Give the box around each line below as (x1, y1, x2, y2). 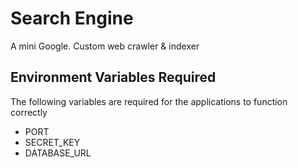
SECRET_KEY (24, 136, 81, 148)
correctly (10, 106, 48, 118)
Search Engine (10, 7, 134, 30)
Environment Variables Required (10, 69, 217, 86)
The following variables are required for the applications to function (10, 95, 288, 107)
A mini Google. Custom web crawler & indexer (10, 40, 200, 52)
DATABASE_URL (24, 147, 92, 159)
